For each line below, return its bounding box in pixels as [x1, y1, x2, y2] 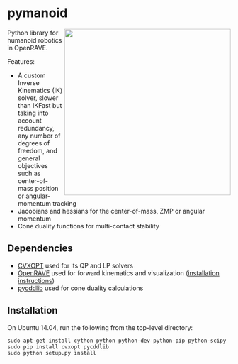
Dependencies [7, 243, 73, 255]
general [17, 154, 40, 162]
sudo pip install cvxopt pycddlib [7, 343, 110, 351]
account [17, 116, 42, 125]
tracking [52, 199, 76, 207]
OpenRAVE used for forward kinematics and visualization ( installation [17, 268, 220, 277]
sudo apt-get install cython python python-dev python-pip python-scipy [7, 337, 227, 344]
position [35, 184, 59, 192]
